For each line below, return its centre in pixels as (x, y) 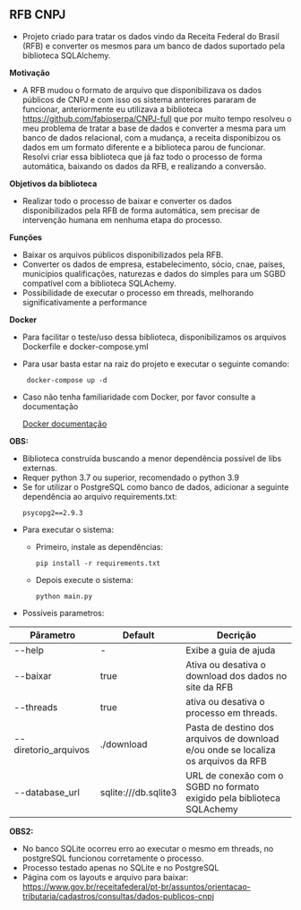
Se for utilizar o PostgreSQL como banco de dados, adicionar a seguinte (155, 486)
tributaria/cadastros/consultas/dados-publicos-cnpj (118, 896)
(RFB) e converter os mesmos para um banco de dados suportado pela (153, 46)
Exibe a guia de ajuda (230, 650)
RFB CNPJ (38, 15)
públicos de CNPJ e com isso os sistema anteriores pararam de (139, 99)
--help (29, 650)
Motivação (30, 73)
